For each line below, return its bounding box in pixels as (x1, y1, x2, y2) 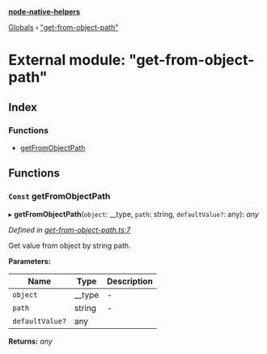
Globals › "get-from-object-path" (8, 23, 119, 32)
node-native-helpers (8, 7, 81, 16)
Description (106, 275, 154, 287)
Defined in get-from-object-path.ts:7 (8, 224, 131, 234)
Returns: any (8, 336, 53, 346)
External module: (8, 51, 126, 70)
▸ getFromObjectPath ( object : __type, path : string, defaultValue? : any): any (8, 209, 259, 219)
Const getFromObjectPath (8, 190, 111, 202)
